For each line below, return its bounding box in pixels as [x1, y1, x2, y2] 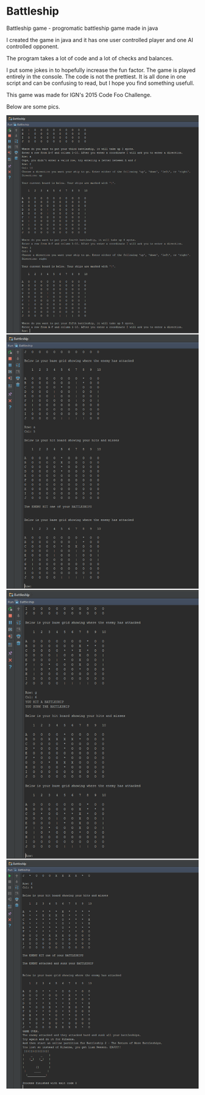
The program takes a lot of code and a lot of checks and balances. [6, 54, 174, 62]
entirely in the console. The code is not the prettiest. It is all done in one [6, 73, 186, 80]
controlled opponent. [6, 43, 59, 50]
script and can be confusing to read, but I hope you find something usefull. [6, 79, 195, 87]
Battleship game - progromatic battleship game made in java [6, 24, 159, 32]
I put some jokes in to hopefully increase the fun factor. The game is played [6, 66, 196, 74]
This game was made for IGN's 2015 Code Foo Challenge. [6, 91, 152, 98]
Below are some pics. [6, 102, 60, 110]
